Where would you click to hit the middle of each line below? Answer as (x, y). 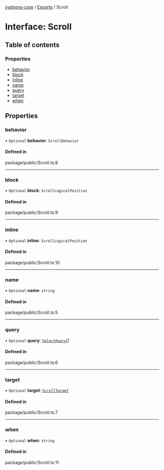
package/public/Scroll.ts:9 (31, 213)
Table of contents (32, 45)
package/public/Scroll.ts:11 (32, 462)
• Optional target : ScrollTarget (37, 390)
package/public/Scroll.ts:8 (31, 162)
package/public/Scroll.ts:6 (31, 362)
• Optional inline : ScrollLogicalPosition (46, 240)
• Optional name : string (30, 291)
